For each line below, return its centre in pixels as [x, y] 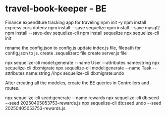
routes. [12, 88]
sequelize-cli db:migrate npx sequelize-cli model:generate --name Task [78, 68]
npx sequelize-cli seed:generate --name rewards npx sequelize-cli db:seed [82, 98]
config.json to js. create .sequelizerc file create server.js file [66, 53]
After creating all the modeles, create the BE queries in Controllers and [77, 83]
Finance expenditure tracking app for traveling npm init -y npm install [76, 22]
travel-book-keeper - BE [56, 9]
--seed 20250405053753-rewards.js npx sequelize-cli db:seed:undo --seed [83, 103]
